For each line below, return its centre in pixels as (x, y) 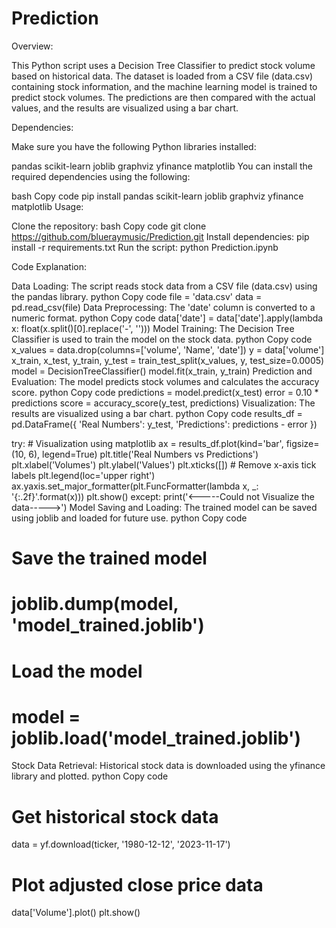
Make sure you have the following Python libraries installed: (134, 146)
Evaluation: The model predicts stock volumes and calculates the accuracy (165, 381)
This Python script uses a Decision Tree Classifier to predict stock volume (163, 65)
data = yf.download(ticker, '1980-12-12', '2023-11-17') (121, 844)
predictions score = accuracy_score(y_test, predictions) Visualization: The (163, 403)
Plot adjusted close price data (137, 884)
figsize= (302, 443)
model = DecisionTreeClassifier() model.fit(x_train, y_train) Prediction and (162, 371)
